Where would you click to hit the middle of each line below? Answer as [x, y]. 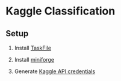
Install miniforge [34, 60]
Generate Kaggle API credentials [55, 71]
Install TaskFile [33, 48]
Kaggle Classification [60, 11]
